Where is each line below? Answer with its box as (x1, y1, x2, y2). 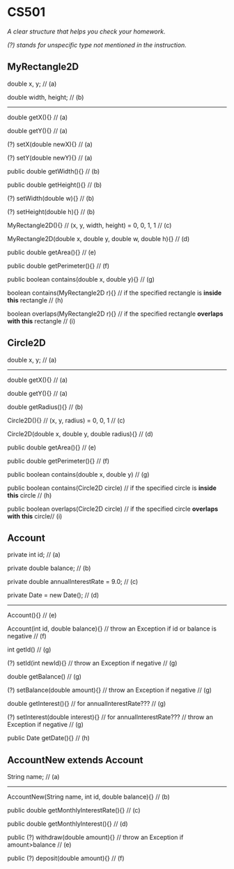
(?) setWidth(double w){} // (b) (7, 194, 95, 202)
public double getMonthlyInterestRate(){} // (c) (7, 806, 141, 815)
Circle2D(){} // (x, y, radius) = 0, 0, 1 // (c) (7, 416, 125, 424)
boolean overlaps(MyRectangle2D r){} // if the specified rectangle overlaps (7, 309, 224, 318)
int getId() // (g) (7, 645, 52, 654)
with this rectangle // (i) (7, 316, 76, 325)
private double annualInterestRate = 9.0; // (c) (7, 578, 139, 586)
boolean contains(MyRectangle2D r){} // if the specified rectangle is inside (7, 289, 222, 297)
